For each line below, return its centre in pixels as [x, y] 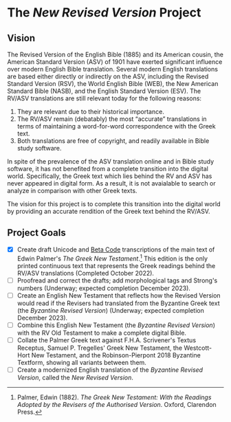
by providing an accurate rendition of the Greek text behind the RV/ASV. [109, 211]
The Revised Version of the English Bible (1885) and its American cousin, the [115, 54]
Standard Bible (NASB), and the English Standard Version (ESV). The [104, 91]
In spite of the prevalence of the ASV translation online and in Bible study [111, 162]
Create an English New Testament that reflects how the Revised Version [119, 295]
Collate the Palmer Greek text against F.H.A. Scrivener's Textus [107, 340]
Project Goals [37, 233]
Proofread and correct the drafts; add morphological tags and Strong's [117, 280]
